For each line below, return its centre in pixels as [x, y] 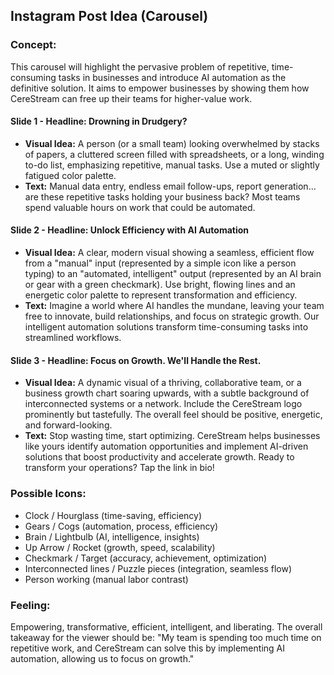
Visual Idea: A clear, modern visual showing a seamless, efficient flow [169, 253]
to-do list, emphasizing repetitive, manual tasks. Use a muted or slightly [172, 165]
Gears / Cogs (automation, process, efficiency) [121, 526]
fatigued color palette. [70, 175]
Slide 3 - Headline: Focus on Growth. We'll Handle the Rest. [136, 360]
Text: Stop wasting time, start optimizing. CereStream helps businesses [172, 436]
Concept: [33, 45]
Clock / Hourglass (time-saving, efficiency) [113, 515]
